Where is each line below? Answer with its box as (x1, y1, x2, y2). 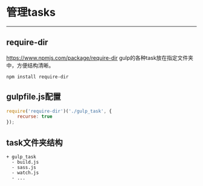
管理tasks (6, 5, 56, 19)
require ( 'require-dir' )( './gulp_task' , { (6, 108, 112, 114)
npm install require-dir (6, 74, 69, 80)
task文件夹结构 (6, 137, 63, 148)
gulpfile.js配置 (6, 92, 62, 102)
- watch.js (11, 170, 39, 176)
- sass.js (11, 164, 36, 170)
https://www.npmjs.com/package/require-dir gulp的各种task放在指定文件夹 (6, 54, 194, 61)
